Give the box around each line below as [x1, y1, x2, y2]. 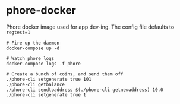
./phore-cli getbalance [6, 81, 65, 87]
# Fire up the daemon [6, 40, 60, 46]
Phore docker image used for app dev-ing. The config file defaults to [6, 23, 175, 30]
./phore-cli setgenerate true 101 [6, 76, 92, 82]
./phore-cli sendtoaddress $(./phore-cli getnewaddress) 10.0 [6, 87, 163, 93]
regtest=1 [6, 29, 31, 36]
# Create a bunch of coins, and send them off [6, 71, 124, 77]
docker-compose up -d [6, 45, 60, 51]
